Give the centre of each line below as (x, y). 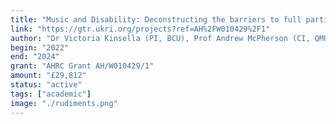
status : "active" (46, 85)
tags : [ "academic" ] (51, 94)
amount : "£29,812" (48, 76)
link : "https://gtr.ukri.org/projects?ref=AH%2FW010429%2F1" (140, 29)
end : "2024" (35, 57)
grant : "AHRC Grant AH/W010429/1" (82, 66)
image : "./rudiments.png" (64, 103)
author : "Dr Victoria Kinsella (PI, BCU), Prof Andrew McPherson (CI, (160, 38)
